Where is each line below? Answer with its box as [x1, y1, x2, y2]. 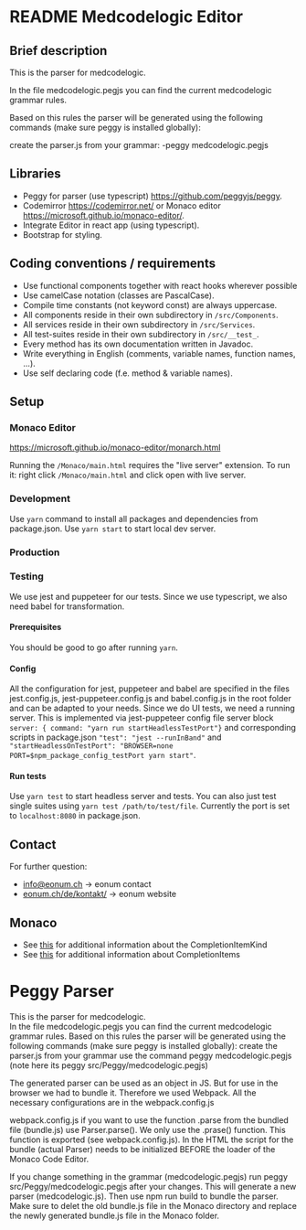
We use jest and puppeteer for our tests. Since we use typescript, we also [9, 591, 288, 602]
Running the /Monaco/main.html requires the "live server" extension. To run [9, 460, 290, 471]
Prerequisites [9, 622, 62, 633]
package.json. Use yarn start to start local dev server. [9, 523, 216, 534]
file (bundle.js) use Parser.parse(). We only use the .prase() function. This [9, 1125, 286, 1135]
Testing [9, 570, 44, 583]
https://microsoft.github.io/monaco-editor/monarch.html [9, 442, 221, 454]
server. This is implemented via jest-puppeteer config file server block [9, 712, 274, 723]
